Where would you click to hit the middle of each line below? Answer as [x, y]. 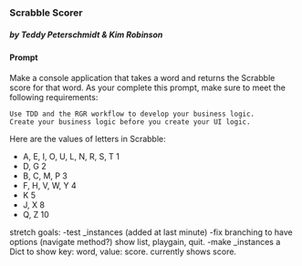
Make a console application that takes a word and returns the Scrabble [142, 77]
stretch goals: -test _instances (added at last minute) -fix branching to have [151, 232]
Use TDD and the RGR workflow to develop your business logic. [132, 114]
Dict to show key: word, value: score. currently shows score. [123, 251]
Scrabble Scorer [46, 13]
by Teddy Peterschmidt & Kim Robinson [86, 35]
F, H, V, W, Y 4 [50, 185]
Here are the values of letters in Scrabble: [88, 138]
